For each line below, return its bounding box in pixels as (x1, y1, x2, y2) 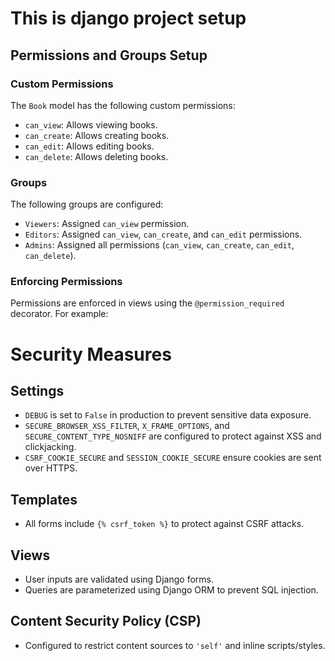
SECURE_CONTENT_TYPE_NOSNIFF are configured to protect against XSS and (24, 430, 322, 442)
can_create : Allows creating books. (24, 129, 170, 141)
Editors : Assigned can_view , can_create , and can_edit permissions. (24, 228, 303, 241)
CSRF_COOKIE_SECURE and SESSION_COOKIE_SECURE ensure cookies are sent (24, 452, 322, 464)
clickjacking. (24, 441, 77, 453)
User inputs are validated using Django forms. (24, 573, 214, 586)
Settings (10, 383, 65, 400)
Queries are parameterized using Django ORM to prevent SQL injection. (24, 584, 319, 596)
